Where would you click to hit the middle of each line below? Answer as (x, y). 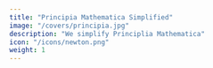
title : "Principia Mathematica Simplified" (91, 17)
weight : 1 (28, 50)
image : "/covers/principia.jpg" (69, 26)
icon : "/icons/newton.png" (59, 42)
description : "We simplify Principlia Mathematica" (107, 34)
